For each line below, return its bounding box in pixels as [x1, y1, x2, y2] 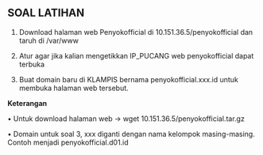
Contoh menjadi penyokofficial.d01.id [7, 138, 129, 147]
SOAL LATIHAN [7, 6, 85, 20]
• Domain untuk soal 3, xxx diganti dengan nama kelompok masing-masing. [7, 129, 255, 138]
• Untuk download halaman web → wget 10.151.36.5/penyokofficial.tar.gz [7, 114, 246, 123]
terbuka [18, 59, 45, 69]
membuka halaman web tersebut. [18, 83, 129, 93]
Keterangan [7, 98, 48, 108]
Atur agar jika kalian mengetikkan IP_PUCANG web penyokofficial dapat [18, 51, 254, 60]
